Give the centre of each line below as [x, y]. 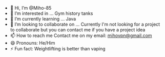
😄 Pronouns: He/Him [33, 43]
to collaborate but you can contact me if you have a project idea [78, 30]
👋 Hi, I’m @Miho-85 [31, 8]
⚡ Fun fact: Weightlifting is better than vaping [58, 49]
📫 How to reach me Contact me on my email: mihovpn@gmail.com [81, 35]
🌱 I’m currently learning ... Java [43, 19]
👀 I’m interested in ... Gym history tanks [51, 13]
